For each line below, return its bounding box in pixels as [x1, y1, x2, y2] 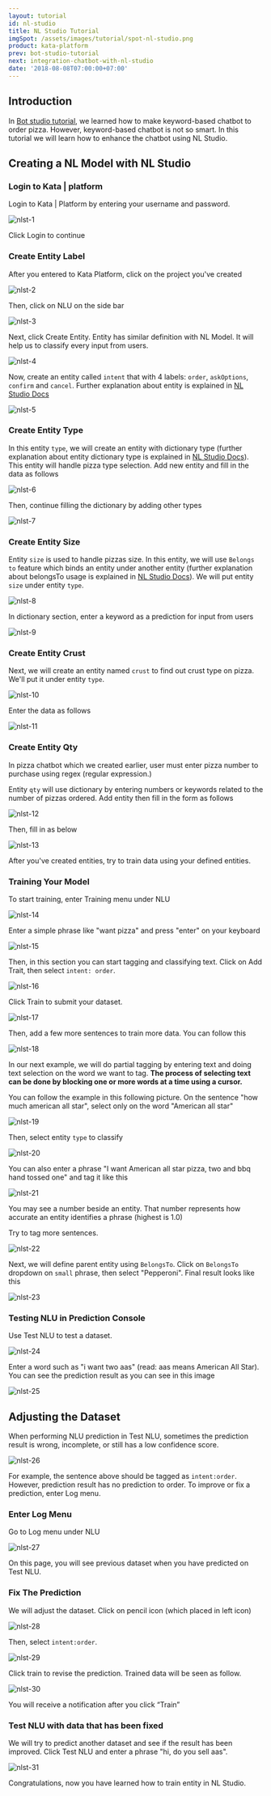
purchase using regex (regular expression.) [8, 769, 152, 778]
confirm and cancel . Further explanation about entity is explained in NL [8, 380, 244, 390]
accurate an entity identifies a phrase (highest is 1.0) [8, 1213, 184, 1222]
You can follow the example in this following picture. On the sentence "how [8, 1093, 259, 1103]
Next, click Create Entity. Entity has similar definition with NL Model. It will [8, 332, 254, 341]
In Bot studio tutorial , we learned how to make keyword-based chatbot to [8, 116, 252, 125]
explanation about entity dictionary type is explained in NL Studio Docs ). [8, 451, 249, 461]
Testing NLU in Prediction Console [8, 1312, 146, 1324]
